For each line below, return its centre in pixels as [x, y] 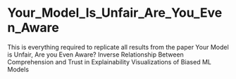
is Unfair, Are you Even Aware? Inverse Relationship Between [96, 55]
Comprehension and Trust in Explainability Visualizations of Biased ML [109, 62]
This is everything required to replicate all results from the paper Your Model [118, 47]
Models [18, 69]
